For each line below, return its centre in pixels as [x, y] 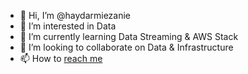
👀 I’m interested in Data [68, 26]
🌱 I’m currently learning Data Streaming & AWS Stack [129, 36]
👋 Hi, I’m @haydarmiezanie [75, 15]
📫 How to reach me [61, 58]
